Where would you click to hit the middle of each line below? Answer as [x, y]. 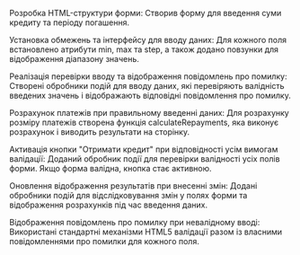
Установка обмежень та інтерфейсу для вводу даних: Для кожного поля [148, 40]
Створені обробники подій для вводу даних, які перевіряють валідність [147, 86]
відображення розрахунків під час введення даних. [109, 205]
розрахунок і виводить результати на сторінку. [100, 132]
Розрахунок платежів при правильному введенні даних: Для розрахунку [149, 113]
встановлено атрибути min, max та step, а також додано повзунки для [144, 49]
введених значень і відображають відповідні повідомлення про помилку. [150, 95]
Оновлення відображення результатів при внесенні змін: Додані [133, 186]
